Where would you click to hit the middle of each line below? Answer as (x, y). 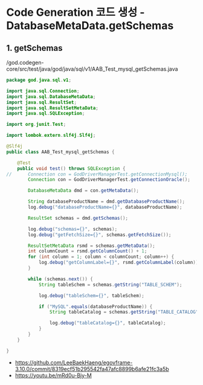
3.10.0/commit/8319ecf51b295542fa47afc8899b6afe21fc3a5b (92, 369)
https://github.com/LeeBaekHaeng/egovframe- (74, 362)
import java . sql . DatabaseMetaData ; (51, 97)
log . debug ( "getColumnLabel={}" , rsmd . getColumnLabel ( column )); (120, 263)
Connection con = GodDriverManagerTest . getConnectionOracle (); (109, 180)
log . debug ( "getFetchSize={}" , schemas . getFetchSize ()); (100, 235)
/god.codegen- (25, 62)
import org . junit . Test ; (36, 125)
